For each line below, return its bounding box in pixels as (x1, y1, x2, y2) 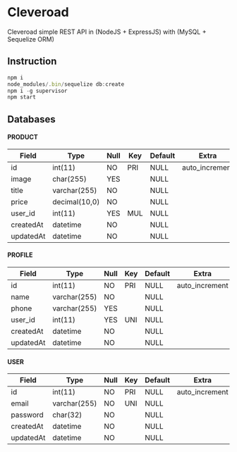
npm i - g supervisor (7, 87, 68, 94)
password (11, 410, 44, 420)
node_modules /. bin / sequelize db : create (7, 80, 125, 88)
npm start (7, 94, 37, 101)
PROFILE (7, 251, 33, 259)
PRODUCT (7, 133, 39, 142)
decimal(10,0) (52, 196, 100, 206)
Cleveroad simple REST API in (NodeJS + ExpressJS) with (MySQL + (7, 27, 207, 36)
